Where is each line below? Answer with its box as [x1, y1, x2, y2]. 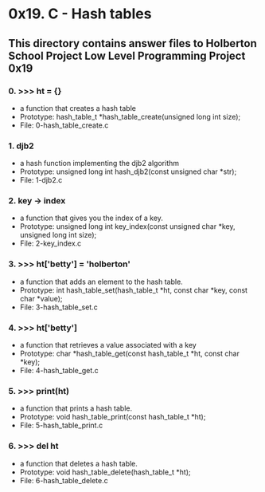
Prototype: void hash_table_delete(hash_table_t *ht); [19, 467, 191, 477]
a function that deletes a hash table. [19, 459, 138, 468]
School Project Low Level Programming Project [8, 49, 246, 62]
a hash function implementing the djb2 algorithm [19, 159, 180, 168]
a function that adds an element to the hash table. [19, 277, 183, 286]
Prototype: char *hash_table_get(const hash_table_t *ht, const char [19, 348, 240, 359]
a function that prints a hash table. [19, 403, 133, 413]
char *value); [19, 293, 63, 303]
